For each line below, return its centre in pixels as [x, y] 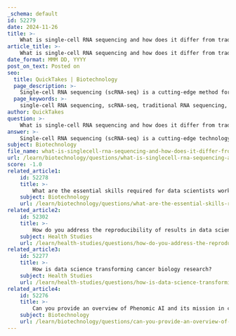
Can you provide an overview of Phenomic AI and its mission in [129, 309]
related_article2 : [34, 211]
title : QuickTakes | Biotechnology [66, 79]
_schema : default [33, 14]
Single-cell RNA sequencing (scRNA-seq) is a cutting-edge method [119, 92]
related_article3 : [34, 250]
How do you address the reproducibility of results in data [122, 230]
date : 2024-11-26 [33, 27]
